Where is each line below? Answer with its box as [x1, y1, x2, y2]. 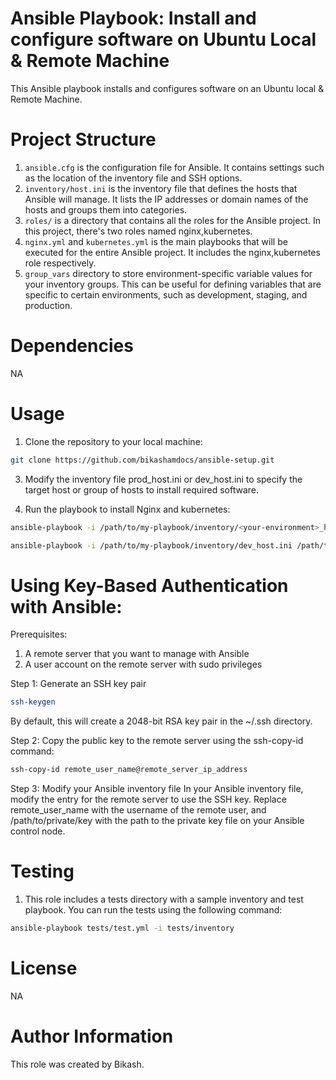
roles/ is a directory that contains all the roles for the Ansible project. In [24, 214, 321, 226]
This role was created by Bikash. [10, 1058, 145, 1070]
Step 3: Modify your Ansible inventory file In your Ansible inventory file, [10, 783, 304, 795]
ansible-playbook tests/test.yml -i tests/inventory [10, 923, 235, 933]
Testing [10, 860, 75, 883]
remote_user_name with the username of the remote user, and [10, 804, 267, 816]
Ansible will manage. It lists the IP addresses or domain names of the [24, 193, 309, 205]
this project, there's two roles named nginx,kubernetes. [24, 225, 253, 237]
